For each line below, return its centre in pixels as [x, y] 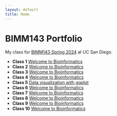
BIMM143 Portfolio [44, 39]
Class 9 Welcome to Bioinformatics [48, 103]
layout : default [22, 10]
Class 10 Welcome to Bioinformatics [49, 109]
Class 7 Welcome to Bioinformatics [48, 93]
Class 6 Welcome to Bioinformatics [48, 88]
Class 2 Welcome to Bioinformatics [48, 67]
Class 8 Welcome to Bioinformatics [48, 98]
